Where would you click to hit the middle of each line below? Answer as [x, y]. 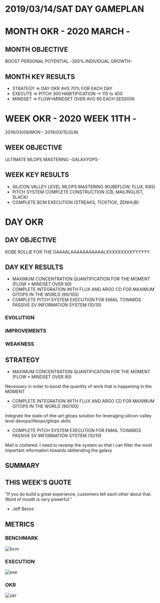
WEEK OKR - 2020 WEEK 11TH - [71, 119]
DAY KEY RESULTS [34, 267]
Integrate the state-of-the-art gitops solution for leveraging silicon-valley [78, 415]
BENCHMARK [22, 538]
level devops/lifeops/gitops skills [38, 421]
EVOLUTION [20, 318]
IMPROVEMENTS [26, 331]
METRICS [20, 524]
